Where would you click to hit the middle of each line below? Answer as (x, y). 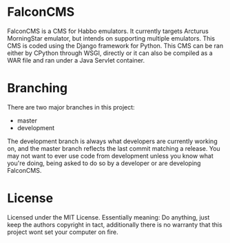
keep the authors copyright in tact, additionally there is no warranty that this (115, 224)
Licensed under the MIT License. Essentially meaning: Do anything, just (108, 217)
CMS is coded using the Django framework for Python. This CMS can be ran (115, 45)
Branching (37, 88)
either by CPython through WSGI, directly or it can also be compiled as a (110, 53)
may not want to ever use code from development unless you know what (110, 156)
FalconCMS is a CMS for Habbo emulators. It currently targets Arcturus (108, 31)
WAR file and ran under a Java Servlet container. (76, 60)
